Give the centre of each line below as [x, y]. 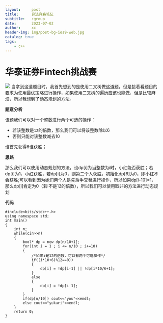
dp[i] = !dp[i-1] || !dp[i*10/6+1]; [78, 269]
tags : [11, 42]
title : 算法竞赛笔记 [29, 14]
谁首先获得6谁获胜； [26, 147]
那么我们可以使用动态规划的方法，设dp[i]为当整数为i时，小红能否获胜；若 [79, 167]
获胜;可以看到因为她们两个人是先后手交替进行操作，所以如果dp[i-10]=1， [82, 180]
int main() [16, 220]
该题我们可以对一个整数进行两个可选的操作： [50, 120]
